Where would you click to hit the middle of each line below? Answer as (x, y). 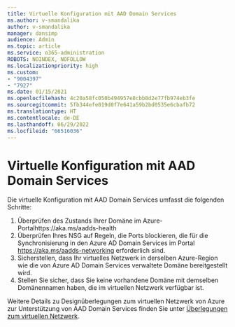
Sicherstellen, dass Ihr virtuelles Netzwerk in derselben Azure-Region (117, 258)
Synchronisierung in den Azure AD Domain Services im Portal (106, 243)
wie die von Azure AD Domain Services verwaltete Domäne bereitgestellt (122, 265)
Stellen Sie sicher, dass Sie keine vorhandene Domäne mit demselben (118, 280)
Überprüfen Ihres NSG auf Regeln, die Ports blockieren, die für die (113, 236)
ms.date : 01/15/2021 (37, 92)
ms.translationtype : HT (42, 111)
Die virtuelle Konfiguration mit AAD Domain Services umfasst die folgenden (116, 200)
